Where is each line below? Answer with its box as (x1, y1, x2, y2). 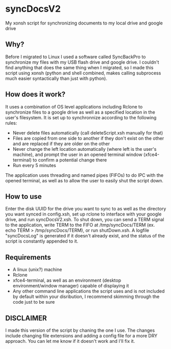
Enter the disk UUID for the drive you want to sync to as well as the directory (5, 206, 166, 212)
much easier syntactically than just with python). (5, 75, 107, 82)
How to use (5, 192, 42, 201)
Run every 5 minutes (12, 162, 56, 168)
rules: (5, 120, 17, 126)
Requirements (5, 253, 51, 261)
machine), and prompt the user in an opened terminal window (12, 151, 143, 157)
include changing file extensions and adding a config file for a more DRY (5, 333, 158, 339)
